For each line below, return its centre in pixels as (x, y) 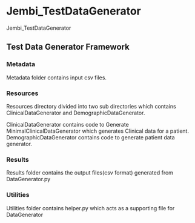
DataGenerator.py (28, 179)
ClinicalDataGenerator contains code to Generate (68, 124)
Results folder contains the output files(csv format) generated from (90, 173)
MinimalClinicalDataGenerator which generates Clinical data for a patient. (98, 131)
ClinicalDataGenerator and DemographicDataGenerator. (76, 113)
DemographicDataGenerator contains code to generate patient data (91, 137)
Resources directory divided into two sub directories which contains (91, 106)
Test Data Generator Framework (68, 47)
